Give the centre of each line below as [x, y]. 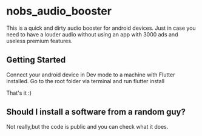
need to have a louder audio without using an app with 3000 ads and [92, 34]
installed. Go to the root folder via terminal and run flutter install [86, 81]
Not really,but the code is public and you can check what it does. [87, 126]
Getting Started [36, 60]
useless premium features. [39, 41]
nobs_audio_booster [59, 11]
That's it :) [19, 93]
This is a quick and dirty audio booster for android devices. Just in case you [101, 28]
